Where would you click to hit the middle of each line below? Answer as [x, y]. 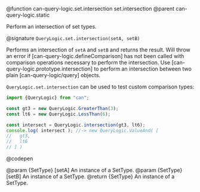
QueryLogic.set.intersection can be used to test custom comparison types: [100, 87]
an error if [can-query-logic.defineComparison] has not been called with [95, 56]
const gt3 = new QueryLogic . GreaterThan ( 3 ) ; [62, 108]
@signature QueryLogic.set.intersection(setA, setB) [73, 38]
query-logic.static [28, 15]
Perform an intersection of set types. [51, 27]
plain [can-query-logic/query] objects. [53, 75]
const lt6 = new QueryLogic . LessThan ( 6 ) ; [59, 114]
